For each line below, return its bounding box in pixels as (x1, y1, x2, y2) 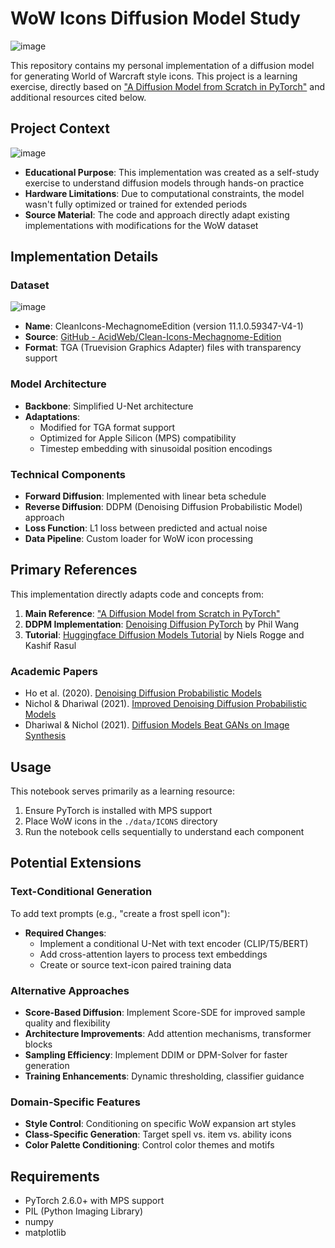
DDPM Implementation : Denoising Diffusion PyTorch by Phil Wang (24, 618, 300, 630)
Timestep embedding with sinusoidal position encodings (39, 442, 273, 454)
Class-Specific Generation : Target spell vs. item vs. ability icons (24, 1128, 292, 1141)
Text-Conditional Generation (10, 885, 153, 899)
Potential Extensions (10, 855, 142, 872)
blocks (24, 1038, 53, 1050)
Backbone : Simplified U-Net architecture (24, 400, 194, 412)
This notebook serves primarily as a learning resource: (10, 785, 235, 797)
